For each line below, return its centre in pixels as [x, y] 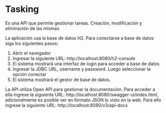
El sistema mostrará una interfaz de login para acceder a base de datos [86, 63]
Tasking [22, 9]
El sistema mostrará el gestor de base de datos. [61, 79]
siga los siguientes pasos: [32, 43]
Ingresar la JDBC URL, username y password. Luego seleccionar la [81, 69]
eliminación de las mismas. [33, 28]
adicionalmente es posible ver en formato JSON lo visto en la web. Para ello [83, 100]
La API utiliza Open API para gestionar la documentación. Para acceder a [80, 89]
